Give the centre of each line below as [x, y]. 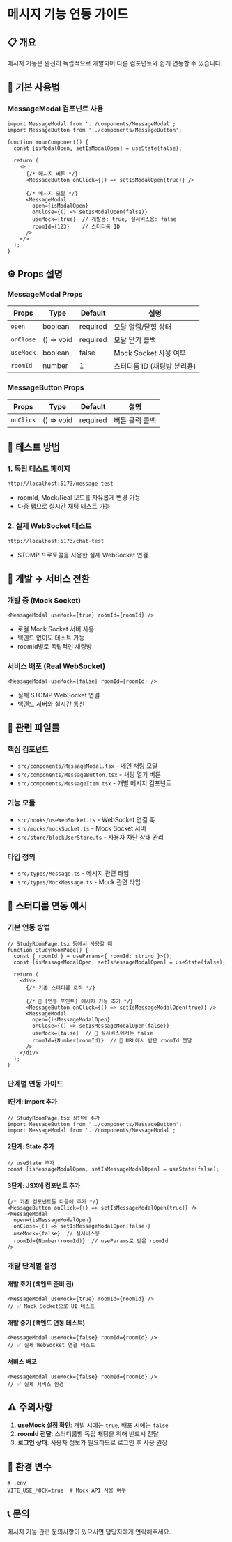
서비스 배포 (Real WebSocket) [56, 666]
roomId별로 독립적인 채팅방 [55, 647]
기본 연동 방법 [29, 927]
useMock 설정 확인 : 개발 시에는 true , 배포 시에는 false [93, 1425]
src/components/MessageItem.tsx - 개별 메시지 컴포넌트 [94, 783]
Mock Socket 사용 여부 [150, 353]
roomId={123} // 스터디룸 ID [76, 226]
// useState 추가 [31, 1163]
